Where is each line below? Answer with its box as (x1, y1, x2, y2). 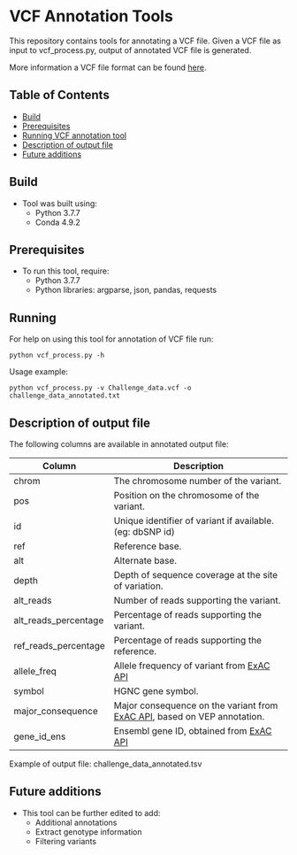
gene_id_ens (13, 730, 66, 743)
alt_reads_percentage (13, 614, 104, 626)
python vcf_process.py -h (9, 351, 104, 360)
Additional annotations (34, 817, 118, 828)
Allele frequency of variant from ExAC (113, 659, 270, 672)
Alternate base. (113, 555, 178, 566)
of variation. (113, 580, 164, 592)
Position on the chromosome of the (113, 489, 260, 501)
